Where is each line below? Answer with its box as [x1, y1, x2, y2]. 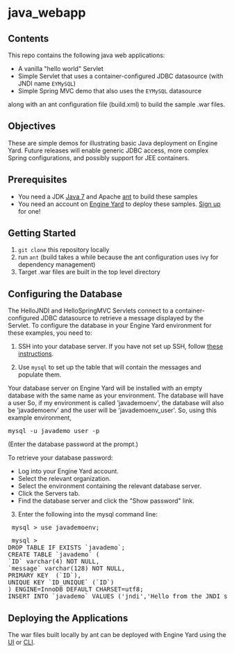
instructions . [17, 349, 54, 358]
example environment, [8, 414, 72, 422]
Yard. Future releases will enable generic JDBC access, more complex [8, 146, 209, 155]
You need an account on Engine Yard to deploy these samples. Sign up [17, 200, 221, 208]
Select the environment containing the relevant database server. [17, 482, 202, 490]
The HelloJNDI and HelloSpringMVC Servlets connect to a [8, 306, 174, 315]
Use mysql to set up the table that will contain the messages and [17, 363, 201, 372]
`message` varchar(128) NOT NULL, [8, 565, 126, 572]
